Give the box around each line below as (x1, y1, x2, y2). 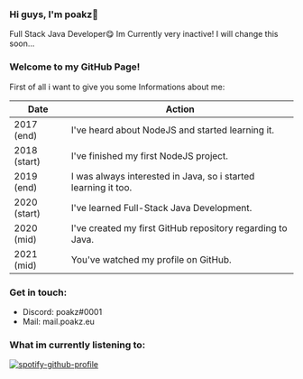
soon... (9, 38, 35, 49)
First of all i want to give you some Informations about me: (9, 81, 225, 92)
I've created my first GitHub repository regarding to (70, 221, 288, 234)
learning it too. (70, 180, 133, 193)
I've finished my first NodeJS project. (70, 149, 228, 162)
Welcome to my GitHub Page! (9, 60, 141, 73)
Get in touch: (9, 286, 68, 299)
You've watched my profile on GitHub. (70, 253, 232, 265)
